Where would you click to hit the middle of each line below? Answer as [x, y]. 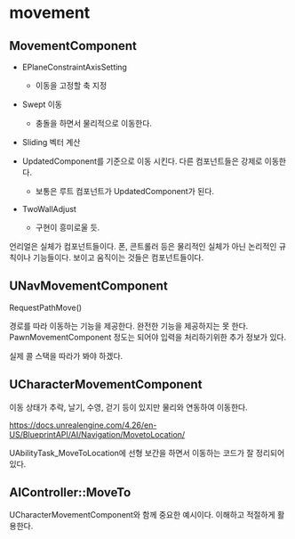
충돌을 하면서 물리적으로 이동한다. [94, 123]
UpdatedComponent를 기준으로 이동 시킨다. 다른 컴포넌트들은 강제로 [142, 161]
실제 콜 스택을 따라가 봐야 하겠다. [66, 355]
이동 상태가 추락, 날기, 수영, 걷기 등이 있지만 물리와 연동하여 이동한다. [129, 407]
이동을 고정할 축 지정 [71, 86]
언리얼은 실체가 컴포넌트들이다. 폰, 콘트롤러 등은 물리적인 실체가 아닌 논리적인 [143, 246]
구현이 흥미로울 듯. [68, 227]
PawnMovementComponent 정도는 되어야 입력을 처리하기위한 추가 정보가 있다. [148, 337]
